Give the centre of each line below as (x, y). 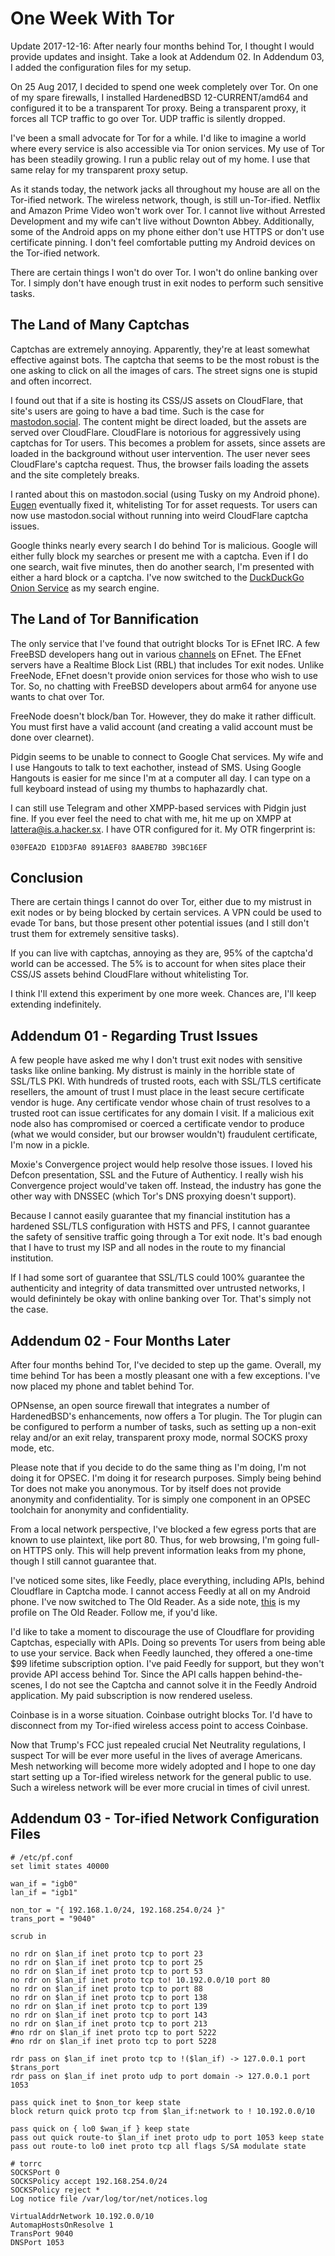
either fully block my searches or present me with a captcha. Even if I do (159, 556)
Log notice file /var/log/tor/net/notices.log (109, 2198)
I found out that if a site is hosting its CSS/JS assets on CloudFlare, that (156, 400)
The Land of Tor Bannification (105, 619)
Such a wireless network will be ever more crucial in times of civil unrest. (160, 1787)
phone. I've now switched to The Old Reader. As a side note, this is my (155, 1601)
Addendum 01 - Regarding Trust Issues (134, 1035)
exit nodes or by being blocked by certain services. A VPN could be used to (166, 913)
